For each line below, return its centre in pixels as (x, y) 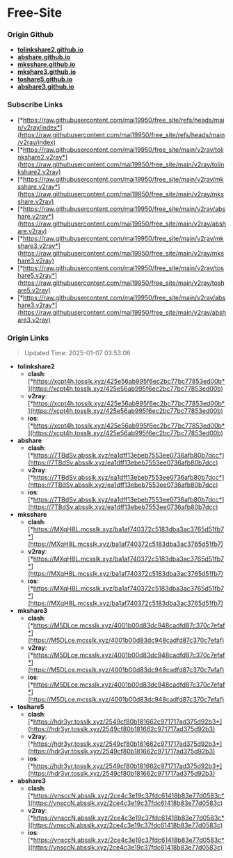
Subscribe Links (35, 104)
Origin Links (28, 338)
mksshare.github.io (46, 65)
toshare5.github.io (45, 79)
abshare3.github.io (46, 87)
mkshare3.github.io (47, 72)
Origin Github (31, 35)
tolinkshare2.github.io (50, 49)
